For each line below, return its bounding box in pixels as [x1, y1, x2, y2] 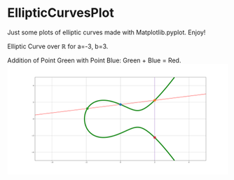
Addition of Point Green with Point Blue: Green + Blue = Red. [7, 56, 181, 64]
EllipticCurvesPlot [7, 5, 114, 21]
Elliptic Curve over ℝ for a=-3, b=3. [7, 42, 109, 50]
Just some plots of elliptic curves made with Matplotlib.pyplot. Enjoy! [7, 28, 206, 36]
